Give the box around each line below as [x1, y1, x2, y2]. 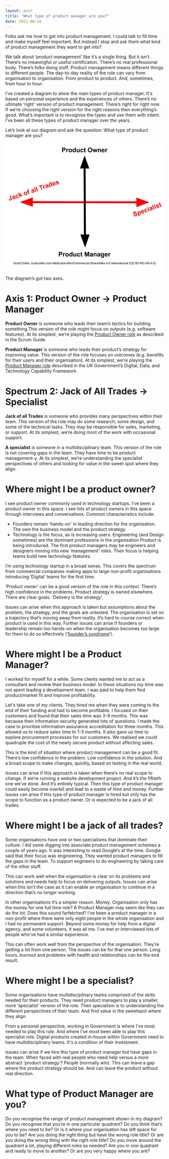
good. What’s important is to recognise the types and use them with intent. [5, 112, 160, 118]
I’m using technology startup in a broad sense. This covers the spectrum [5, 563, 156, 569]
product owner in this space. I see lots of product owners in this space [5, 506, 152, 512]
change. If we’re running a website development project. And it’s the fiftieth [5, 775, 161, 781]
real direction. [5, 1070, 34, 1077]
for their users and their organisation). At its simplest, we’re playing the [5, 357, 152, 364]
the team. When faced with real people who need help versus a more [5, 1054, 149, 1060]
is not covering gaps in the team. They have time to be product [5, 450, 136, 456]
